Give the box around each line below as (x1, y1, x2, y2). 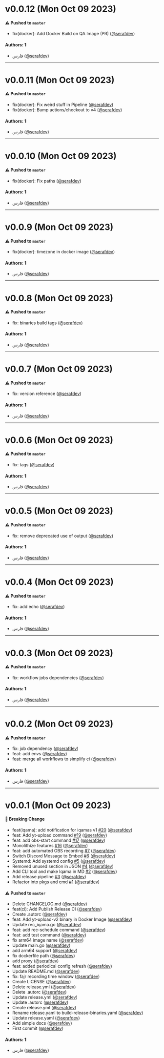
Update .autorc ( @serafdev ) (12, 999, 69, 1005)
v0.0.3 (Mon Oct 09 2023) (5, 647, 114, 659)
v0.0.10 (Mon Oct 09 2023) (5, 150, 117, 162)
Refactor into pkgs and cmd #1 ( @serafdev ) (12, 879, 100, 885)
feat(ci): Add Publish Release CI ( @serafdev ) (12, 906, 102, 912)
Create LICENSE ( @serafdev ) (12, 979, 71, 985)
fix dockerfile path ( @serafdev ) (12, 953, 75, 959)
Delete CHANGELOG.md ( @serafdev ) (12, 901, 87, 907)
